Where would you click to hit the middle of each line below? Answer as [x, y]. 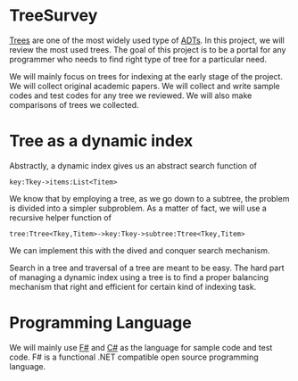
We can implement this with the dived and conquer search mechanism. [140, 250]
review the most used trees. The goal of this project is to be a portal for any [148, 49]
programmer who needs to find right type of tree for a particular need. [138, 59]
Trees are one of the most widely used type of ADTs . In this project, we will [147, 40]
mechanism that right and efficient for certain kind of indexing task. [133, 286]
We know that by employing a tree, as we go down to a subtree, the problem [149, 198]
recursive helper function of [60, 217]
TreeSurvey [54, 16]
